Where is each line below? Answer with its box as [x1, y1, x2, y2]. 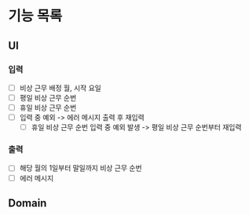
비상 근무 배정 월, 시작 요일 [19, 83, 102, 93]
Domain [8, 197, 47, 210]
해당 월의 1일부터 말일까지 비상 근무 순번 [19, 163, 143, 173]
